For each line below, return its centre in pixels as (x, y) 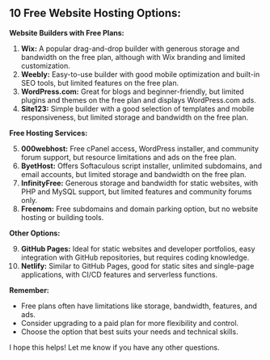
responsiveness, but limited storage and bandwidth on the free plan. (135, 117)
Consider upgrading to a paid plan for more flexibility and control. (130, 323)
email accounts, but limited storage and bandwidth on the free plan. (134, 174)
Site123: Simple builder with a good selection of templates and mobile (137, 108)
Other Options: (35, 233)
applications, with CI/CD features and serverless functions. (119, 274)
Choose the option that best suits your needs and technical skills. (129, 332)
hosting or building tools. (62, 217)
